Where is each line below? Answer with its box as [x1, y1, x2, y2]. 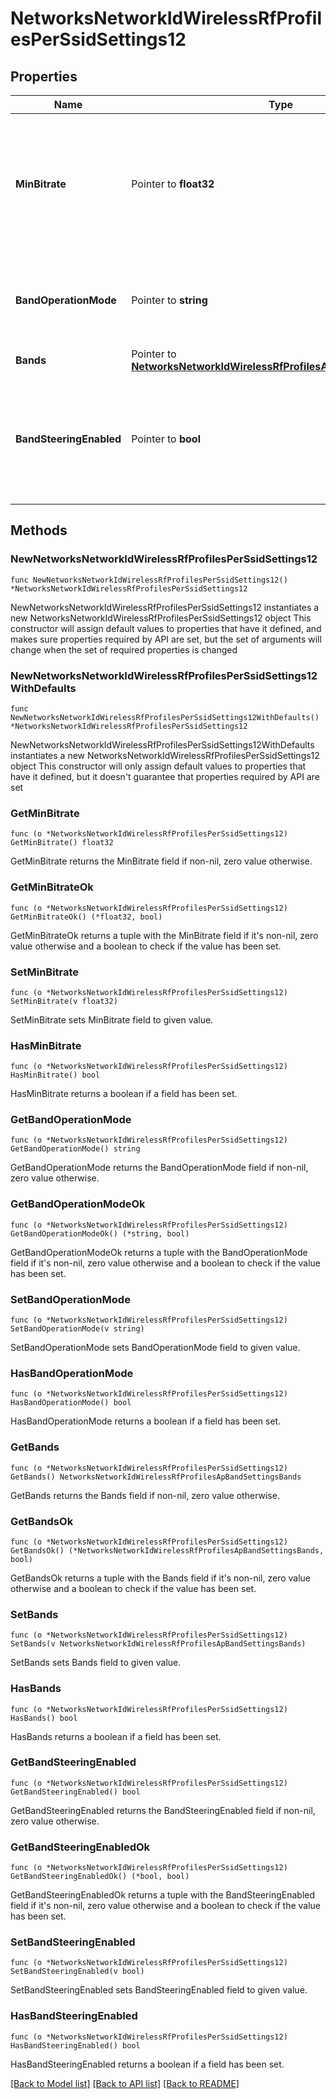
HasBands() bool [10, 1713, 78, 1723]
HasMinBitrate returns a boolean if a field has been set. [10, 1088, 238, 1100]
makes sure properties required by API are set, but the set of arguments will [10, 633, 322, 645]
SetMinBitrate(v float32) [10, 996, 118, 1006]
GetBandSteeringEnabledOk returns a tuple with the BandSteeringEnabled [10, 1889, 316, 1901]
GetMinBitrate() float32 [10, 838, 114, 848]
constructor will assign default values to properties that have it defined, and [10, 622, 322, 634]
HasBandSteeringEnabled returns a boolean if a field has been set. [10, 2058, 285, 2070]
